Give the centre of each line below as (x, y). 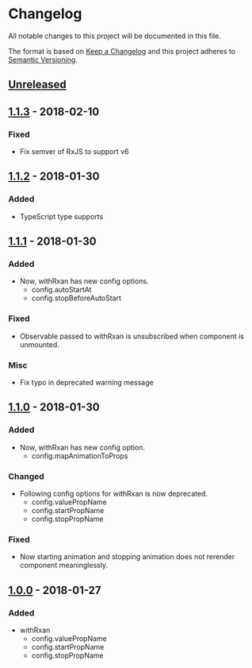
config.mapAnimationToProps (80, 456)
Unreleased (38, 85)
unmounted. (39, 344)
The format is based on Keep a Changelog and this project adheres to (122, 51)
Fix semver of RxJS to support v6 (74, 152)
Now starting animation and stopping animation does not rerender (127, 557)
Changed (27, 476)
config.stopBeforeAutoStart (76, 298)
